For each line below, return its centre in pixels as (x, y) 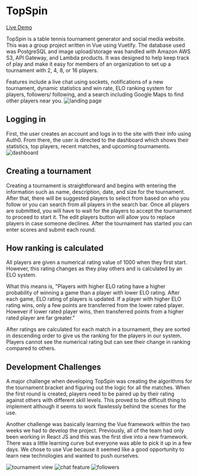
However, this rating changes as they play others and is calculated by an (94, 269)
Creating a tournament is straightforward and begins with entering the (91, 186)
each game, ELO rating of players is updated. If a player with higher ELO (94, 299)
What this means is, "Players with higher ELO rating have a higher (86, 286)
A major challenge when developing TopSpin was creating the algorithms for (99, 381)
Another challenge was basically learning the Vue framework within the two (98, 424)
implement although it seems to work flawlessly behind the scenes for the (96, 407)
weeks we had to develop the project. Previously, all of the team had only (95, 430)
